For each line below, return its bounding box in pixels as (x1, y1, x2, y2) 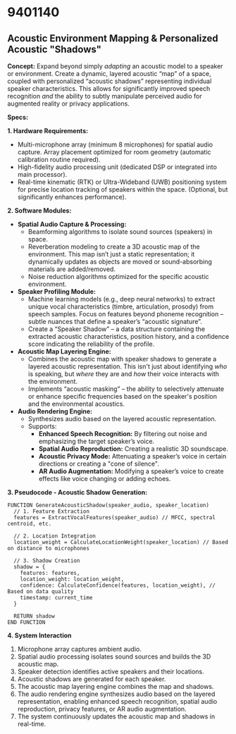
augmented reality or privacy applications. (7, 99, 130, 108)
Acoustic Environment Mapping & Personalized (7, 32, 218, 44)
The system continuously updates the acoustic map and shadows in (17, 712, 216, 721)
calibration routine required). (17, 156, 101, 163)
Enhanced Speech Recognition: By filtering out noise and (38, 430, 207, 437)
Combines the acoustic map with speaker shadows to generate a (27, 355, 217, 363)
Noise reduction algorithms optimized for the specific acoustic (27, 273, 209, 280)
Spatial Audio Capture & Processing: (17, 220, 127, 228)
